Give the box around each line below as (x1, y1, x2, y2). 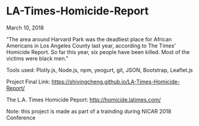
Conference (6, 114, 36, 121)
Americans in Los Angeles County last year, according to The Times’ (6, 42, 176, 49)
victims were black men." (6, 55, 69, 62)
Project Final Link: (6, 78, 51, 85)
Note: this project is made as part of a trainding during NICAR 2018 (6, 107, 171, 115)
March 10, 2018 (6, 24, 44, 31)
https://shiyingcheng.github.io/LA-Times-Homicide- (51, 78, 180, 85)
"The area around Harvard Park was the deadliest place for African (6, 35, 173, 43)
